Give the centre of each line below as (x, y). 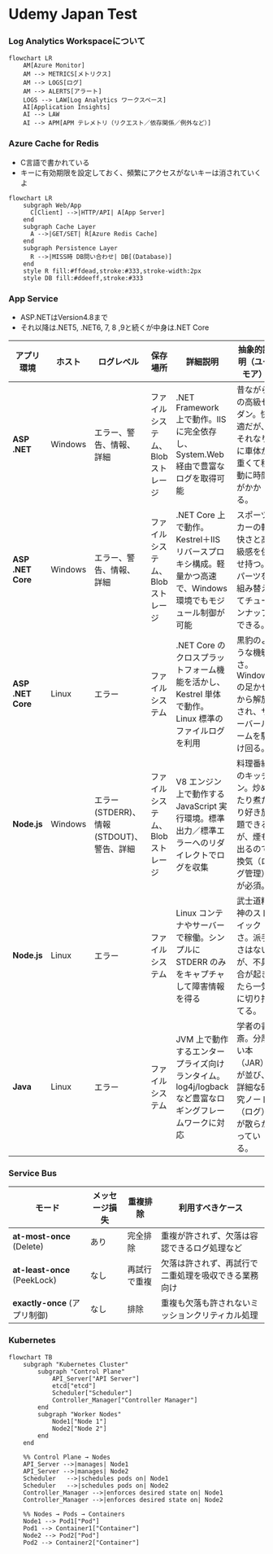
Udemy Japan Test (73, 14)
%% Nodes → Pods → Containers (74, 1514)
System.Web (200, 454)
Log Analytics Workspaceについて (77, 42)
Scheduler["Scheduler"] (92, 1393)
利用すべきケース (211, 1208)
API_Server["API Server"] (95, 1378)
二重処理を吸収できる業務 (210, 1275)
